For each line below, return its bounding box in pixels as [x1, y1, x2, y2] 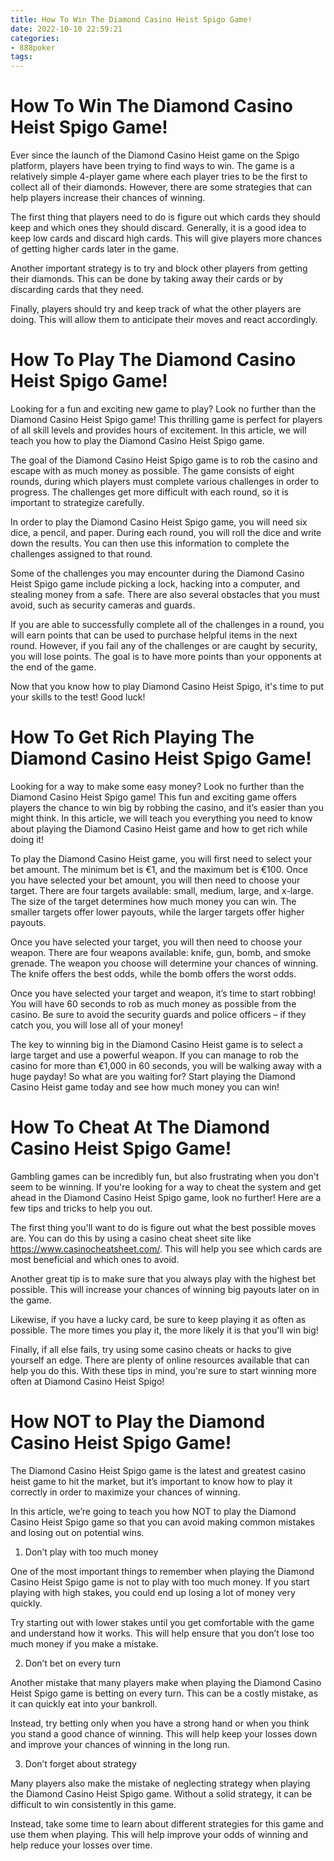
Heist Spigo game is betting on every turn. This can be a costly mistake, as [10, 1687, 319, 1699]
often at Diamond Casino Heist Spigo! [10, 1375, 165, 1387]
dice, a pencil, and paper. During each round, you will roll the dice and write [10, 527, 322, 538]
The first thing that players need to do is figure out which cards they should [10, 211, 321, 223]
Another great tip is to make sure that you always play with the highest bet [10, 1272, 317, 1285]
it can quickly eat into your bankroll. [10, 1697, 158, 1710]
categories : [10, 33, 60, 43]
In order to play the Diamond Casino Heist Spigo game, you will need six [10, 516, 308, 528]
